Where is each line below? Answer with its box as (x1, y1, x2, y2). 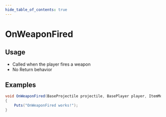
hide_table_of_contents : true (5, 7, 68, 12)
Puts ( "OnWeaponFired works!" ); (14, 103, 79, 108)
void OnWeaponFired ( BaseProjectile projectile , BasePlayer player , (5, 94, 147, 99)
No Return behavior (12, 66, 52, 72)
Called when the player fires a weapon (12, 61, 91, 67)
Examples (5, 81, 36, 89)
